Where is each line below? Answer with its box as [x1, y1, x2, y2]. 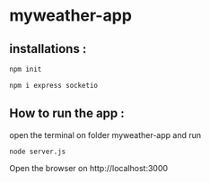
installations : [9, 41, 87, 56]
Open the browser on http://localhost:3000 [9, 163, 169, 174]
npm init [9, 65, 42, 74]
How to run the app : [9, 106, 126, 121]
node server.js [9, 147, 66, 156]
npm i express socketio [9, 81, 99, 90]
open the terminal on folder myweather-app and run [9, 129, 202, 140]
